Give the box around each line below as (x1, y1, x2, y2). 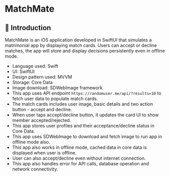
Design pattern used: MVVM (12, 74, 72, 80)
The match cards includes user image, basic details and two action (12, 101, 153, 107)
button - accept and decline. (12, 107, 72, 112)
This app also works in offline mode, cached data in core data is (12, 144, 147, 150)
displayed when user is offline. (12, 150, 77, 156)
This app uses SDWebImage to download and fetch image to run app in (12, 134, 162, 139)
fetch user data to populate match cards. (12, 95, 98, 102)
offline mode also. (12, 139, 51, 145)
